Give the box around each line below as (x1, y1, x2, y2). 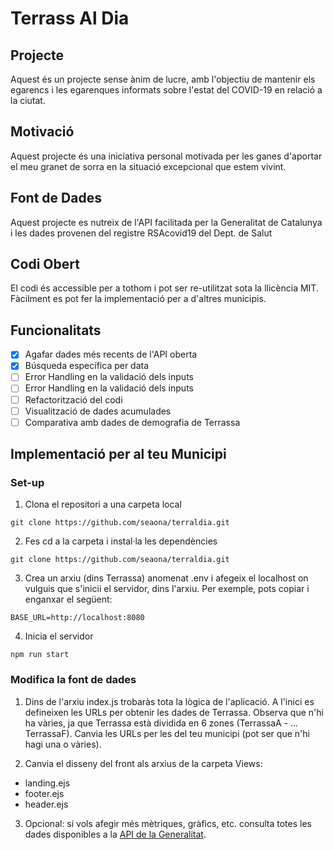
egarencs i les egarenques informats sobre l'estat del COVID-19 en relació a (10, 84, 323, 96)
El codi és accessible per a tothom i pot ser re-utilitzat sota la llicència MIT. (10, 282, 319, 294)
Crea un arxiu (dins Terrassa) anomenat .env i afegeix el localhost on (24, 572, 309, 584)
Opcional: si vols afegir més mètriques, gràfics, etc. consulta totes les (24, 817, 312, 829)
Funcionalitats (10, 322, 102, 339)
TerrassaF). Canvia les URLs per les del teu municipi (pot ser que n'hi (24, 727, 310, 739)
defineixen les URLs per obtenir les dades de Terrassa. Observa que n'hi (24, 706, 324, 718)
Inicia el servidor (24, 630, 94, 642)
